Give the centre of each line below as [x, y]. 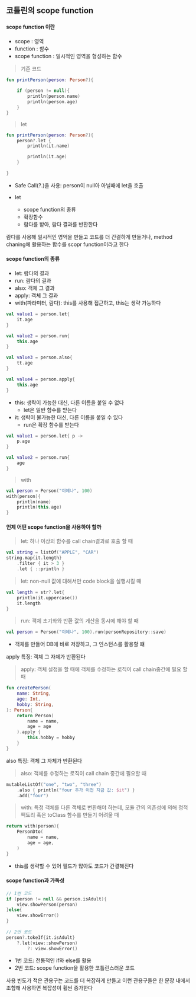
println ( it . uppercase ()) [47, 597]
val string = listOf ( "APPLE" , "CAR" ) [53, 552]
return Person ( [35, 715]
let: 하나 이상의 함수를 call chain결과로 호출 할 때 [77, 541]
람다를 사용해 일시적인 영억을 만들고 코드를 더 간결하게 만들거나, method [89, 237]
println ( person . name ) [54, 97]
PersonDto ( [30, 832]
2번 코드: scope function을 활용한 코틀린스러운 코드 [75, 968]
